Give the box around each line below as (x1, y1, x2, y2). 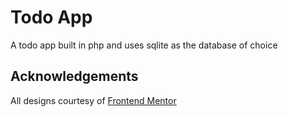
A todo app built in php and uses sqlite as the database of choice (10, 39, 278, 51)
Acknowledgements (10, 68, 139, 85)
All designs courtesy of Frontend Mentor (10, 94, 177, 106)
